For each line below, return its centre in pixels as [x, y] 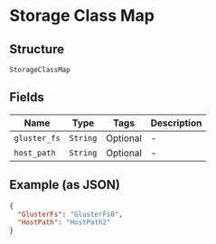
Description [176, 123]
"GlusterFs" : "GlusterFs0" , [70, 214]
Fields [27, 97]
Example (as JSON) [65, 185]
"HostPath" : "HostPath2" [64, 222]
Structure [37, 49]
